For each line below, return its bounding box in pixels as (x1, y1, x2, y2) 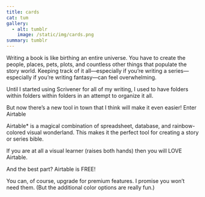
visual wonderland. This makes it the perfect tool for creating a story (26, 129, 199, 136)
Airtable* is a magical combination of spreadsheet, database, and (6, 122, 171, 129)
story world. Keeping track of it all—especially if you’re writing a (6, 67, 167, 74)
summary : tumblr (6, 37, 48, 43)
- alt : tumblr (12, 26, 48, 32)
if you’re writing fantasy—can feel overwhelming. (33, 74, 157, 81)
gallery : (6, 20, 29, 26)
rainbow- (171, 122, 195, 129)
